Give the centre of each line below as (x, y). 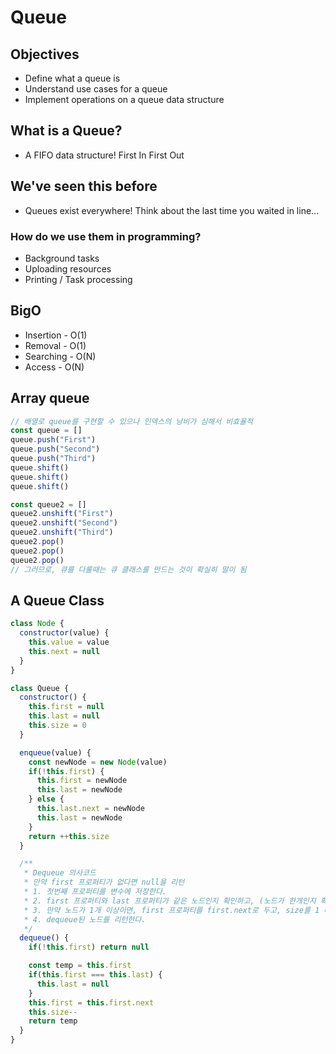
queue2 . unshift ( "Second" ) (64, 523)
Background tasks (62, 258)
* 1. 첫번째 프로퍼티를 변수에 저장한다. (95, 892)
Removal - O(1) (55, 345)
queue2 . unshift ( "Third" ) (62, 532)
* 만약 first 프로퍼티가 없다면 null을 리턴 (104, 882)
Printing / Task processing (78, 279)
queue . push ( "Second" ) (55, 449)
